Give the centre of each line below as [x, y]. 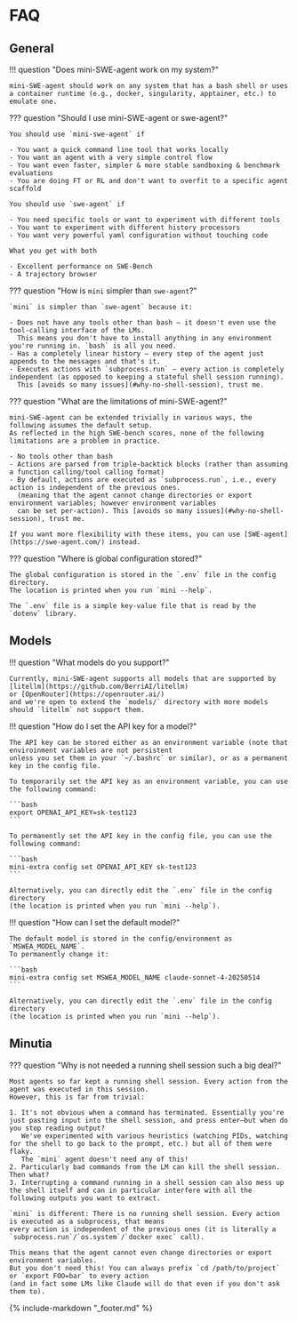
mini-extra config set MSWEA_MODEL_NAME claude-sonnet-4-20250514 [135, 977]
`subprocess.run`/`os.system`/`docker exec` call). [107, 1237]
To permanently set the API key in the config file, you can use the [141, 836]
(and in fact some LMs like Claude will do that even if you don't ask [144, 1284]
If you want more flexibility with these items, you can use [125, 534]
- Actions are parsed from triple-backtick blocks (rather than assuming [149, 464]
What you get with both [53, 251]
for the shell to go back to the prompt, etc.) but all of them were [141, 1143]
